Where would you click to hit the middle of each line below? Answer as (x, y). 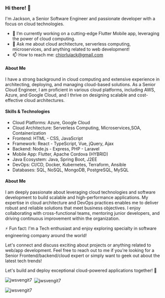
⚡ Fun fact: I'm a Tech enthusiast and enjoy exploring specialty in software (81, 228)
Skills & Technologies (28, 111)
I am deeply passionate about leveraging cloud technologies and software (80, 192)
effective (14, 100)
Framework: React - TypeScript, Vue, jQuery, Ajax (63, 144)
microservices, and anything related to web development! (71, 50)
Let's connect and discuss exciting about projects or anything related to (78, 245)
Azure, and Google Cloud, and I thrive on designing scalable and (71, 95)
